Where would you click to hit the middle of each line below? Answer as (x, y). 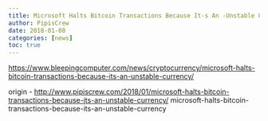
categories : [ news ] (41, 38)
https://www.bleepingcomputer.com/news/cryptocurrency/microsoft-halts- (132, 68)
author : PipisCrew (39, 23)
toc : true (25, 45)
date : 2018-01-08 (37, 30)
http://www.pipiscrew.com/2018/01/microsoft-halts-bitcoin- (132, 92)
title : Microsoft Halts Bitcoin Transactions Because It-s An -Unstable (132, 16)
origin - (20, 92)
